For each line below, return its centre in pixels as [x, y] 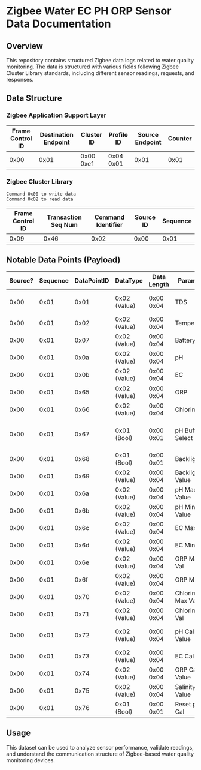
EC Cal [185, 656]
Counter [180, 138]
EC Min [185, 545]
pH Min [185, 507]
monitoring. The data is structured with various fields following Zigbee [93, 67]
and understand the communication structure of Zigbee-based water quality [100, 754]
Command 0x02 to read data [40, 199]
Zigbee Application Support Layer [56, 115]
